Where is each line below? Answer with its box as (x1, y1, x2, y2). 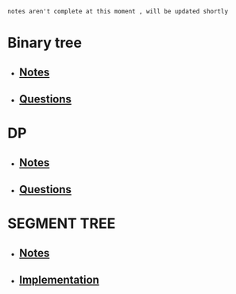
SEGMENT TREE (7, 215, 116, 233)
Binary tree (7, 34, 83, 52)
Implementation (18, 273, 100, 286)
